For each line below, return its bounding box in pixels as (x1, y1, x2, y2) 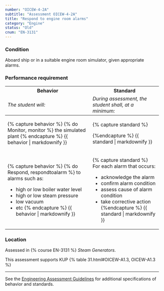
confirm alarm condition (101, 179, 156, 186)
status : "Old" (5, 25, 34, 30)
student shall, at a (92, 101, 134, 108)
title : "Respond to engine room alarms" (5, 16, 89, 21)
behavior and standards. (5, 281, 54, 287)
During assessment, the (92, 95, 147, 102)
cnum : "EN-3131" (5, 30, 38, 35)
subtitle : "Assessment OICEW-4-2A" (5, 12, 78, 17)
